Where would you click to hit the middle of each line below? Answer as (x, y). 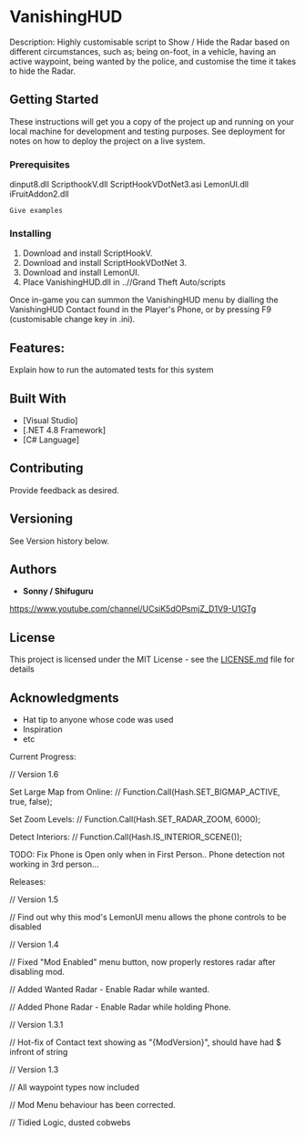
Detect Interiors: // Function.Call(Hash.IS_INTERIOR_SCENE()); (126, 837)
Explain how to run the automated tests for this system (112, 370)
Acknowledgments (65, 698)
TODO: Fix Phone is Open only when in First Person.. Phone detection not (147, 855)
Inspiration (42, 729)
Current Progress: (43, 756)
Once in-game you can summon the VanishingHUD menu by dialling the (144, 300)
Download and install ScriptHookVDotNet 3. (105, 263)
